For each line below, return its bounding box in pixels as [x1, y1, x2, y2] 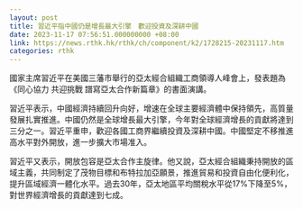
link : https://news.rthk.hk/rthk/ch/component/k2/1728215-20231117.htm [9, 38, 284, 48]
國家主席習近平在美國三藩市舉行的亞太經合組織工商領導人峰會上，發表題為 [9, 73, 286, 84]
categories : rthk [9, 47, 75, 56]
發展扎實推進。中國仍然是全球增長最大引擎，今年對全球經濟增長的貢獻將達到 [9, 114, 294, 125]
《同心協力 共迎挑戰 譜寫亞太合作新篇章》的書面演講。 [9, 84, 212, 95]
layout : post [9, 13, 59, 23]
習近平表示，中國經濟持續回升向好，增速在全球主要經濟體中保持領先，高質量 [9, 103, 294, 114]
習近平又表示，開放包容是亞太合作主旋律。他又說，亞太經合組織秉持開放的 [9, 156, 286, 167]
